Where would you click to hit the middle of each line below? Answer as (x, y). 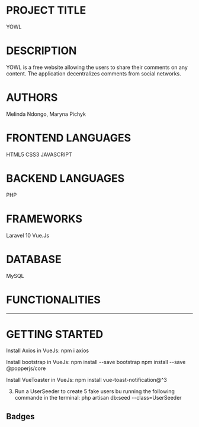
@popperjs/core (26, 368)
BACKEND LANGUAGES (65, 178)
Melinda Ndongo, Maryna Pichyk (46, 114)
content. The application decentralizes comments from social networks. (94, 73)
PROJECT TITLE (46, 10)
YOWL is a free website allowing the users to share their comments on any (97, 67)
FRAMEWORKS (44, 219)
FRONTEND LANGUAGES (69, 138)
